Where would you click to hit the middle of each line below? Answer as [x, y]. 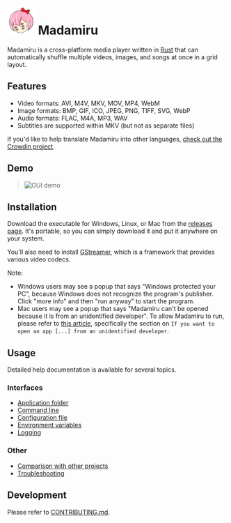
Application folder [43, 403]
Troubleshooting [41, 473]
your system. [26, 238]
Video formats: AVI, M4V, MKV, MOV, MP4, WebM [88, 103]
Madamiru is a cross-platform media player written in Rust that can [103, 50]
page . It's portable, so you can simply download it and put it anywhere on [112, 231]
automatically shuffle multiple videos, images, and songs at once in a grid [112, 57]
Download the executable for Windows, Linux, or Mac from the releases [110, 224]
